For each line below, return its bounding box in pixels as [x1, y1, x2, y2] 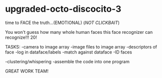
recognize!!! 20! [5, 34, 37, 40]
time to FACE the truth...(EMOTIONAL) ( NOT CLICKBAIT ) [5, 20, 120, 26]
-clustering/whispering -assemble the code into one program [5, 58, 130, 64]
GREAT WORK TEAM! [5, 68, 48, 74]
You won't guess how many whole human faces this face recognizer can [5, 29, 153, 35]
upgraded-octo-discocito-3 [5, 3, 121, 15]
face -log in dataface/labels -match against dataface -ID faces [5, 49, 132, 55]
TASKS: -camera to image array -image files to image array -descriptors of [5, 44, 157, 50]
